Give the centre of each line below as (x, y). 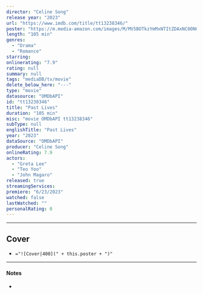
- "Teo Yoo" (27, 169)
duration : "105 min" (32, 113)
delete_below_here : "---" (39, 85)
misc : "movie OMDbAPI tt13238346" (50, 119)
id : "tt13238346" (28, 102)
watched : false (25, 197)
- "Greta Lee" (29, 164)
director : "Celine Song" (37, 12)
